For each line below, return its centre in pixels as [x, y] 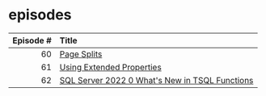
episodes [40, 15]
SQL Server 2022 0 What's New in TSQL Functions [156, 80]
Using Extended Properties [110, 67]
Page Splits [81, 54]
